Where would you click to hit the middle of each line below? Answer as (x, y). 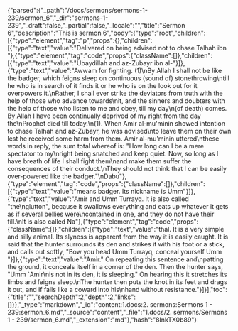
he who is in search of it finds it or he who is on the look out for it (102, 86)
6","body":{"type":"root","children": (154, 33)
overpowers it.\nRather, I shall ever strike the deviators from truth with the (115, 93)
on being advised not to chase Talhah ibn (167, 48)
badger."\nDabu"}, (100, 176)
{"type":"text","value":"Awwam (52, 71)
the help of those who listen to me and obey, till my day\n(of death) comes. (117, 108)
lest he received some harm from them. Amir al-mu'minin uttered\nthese (113, 139)
